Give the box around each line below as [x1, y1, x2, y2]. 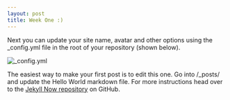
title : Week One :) [7, 17, 64, 24]
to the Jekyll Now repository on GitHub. [7, 85, 120, 93]
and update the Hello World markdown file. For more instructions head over [7, 77, 223, 85]
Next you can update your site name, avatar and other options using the [7, 35, 213, 44]
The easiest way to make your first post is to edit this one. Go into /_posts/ [7, 70, 220, 78]
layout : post [7, 10, 45, 17]
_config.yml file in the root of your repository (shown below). [7, 43, 181, 51]
